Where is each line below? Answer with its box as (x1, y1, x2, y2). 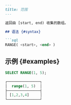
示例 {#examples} (5, 57, 60, 66)
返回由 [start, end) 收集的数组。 (5, 20, 69, 25)
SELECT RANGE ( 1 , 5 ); (5, 70, 47, 75)
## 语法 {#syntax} (5, 29, 41, 34)
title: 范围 (5, 7, 28, 12)
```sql (5, 38, 18, 43)
